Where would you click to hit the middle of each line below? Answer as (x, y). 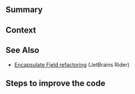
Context (21, 30)
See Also (22, 50)
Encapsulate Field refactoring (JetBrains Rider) (72, 64)
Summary (24, 10)
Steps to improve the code (56, 83)
